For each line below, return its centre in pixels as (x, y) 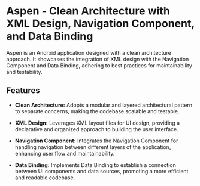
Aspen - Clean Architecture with (88, 11)
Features (23, 91)
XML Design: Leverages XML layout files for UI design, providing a (97, 123)
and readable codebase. (45, 178)
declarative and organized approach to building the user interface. (96, 129)
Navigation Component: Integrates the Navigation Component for (96, 141)
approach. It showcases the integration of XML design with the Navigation (98, 59)
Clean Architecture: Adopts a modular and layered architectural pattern (104, 105)
